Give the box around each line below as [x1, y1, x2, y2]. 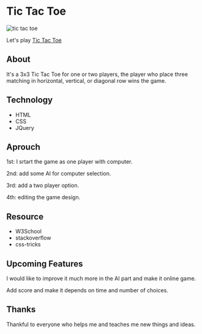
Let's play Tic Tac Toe [6, 36, 62, 44]
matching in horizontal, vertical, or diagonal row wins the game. [6, 77, 166, 84]
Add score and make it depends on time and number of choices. [6, 287, 168, 294]
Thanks [6, 305, 36, 315]
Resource [6, 211, 44, 222]
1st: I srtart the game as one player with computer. [6, 158, 133, 165]
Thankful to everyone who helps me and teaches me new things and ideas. [6, 321, 196, 328]
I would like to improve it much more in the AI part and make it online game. [6, 275, 196, 282]
